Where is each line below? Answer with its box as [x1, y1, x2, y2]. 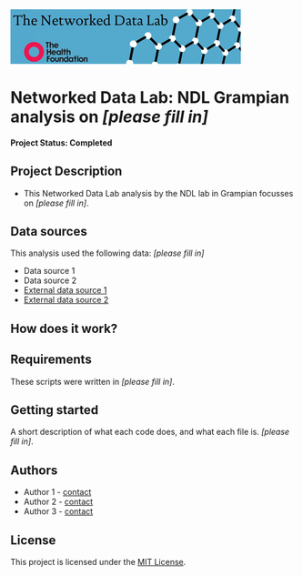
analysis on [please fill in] [10, 106, 208, 127]
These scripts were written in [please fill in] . [10, 376, 176, 387]
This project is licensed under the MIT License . [10, 557, 187, 568]
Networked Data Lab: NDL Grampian [10, 87, 290, 108]
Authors [10, 462, 58, 478]
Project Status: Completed [10, 136, 113, 148]
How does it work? [10, 320, 118, 336]
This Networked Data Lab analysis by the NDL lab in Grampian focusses [23, 187, 294, 198]
